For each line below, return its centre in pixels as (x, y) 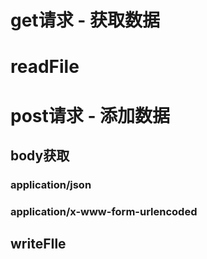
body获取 (40, 155)
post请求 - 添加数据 (90, 115)
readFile (45, 67)
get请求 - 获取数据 (85, 20)
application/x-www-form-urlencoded (104, 211)
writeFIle (38, 244)
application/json (51, 184)
